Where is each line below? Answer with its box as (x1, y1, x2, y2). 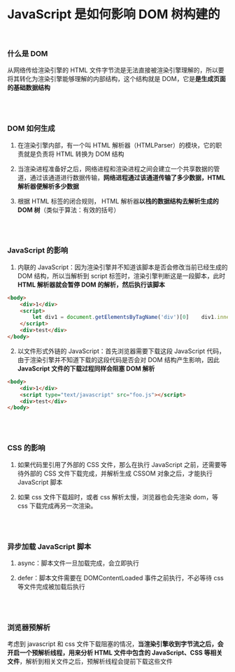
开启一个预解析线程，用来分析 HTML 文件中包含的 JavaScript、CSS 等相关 (7, 648, 223, 657)
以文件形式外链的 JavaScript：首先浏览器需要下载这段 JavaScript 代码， (17, 347, 226, 355)
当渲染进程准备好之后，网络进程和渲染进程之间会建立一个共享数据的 (17, 164, 214, 173)
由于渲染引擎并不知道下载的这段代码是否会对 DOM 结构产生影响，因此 (17, 355, 220, 364)
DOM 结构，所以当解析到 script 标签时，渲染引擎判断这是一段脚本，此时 (17, 271, 226, 280)
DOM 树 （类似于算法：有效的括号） (17, 206, 120, 214)
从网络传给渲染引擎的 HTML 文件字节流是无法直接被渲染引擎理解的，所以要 (7, 66, 225, 74)
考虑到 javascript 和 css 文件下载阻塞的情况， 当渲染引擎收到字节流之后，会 (7, 640, 224, 648)
